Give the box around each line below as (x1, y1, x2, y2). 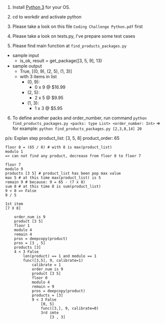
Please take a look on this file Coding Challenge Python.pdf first (12, 23, 143, 29)
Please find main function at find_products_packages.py (12, 43, 127, 49)
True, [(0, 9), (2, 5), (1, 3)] (19, 68, 72, 74)
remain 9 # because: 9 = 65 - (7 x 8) (5, 180, 85, 185)
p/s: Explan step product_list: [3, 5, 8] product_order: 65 (5, 135, 120, 141)
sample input (12, 52, 39, 58)
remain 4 (14, 232, 32, 237)
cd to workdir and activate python (12, 14, 82, 19)
